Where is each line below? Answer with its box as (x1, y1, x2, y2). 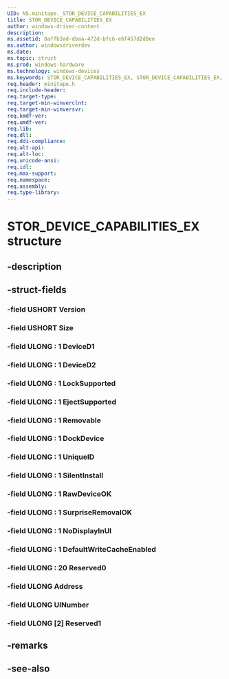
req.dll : (7, 131, 32, 138)
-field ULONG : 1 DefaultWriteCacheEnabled (7, 545, 157, 554)
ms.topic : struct (7, 55, 57, 62)
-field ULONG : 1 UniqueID (7, 452, 95, 462)
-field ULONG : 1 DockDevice (7, 434, 105, 444)
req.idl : (7, 163, 32, 171)
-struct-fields (7, 284, 67, 296)
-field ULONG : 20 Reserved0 (7, 563, 107, 572)
